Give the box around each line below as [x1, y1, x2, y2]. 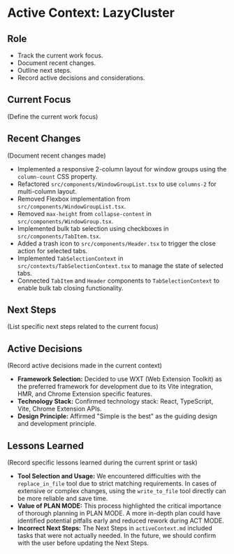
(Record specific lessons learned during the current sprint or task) [7, 458, 198, 467]
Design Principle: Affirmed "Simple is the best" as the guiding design [17, 412, 218, 420]
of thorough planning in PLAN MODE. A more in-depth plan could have [17, 509, 221, 518]
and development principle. [17, 420, 96, 428]
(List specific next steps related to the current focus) [7, 322, 159, 331]
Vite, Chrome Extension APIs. [17, 404, 103, 413]
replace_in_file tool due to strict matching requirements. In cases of [17, 479, 217, 488]
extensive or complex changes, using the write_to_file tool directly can [17, 487, 226, 495]
